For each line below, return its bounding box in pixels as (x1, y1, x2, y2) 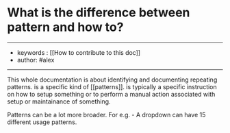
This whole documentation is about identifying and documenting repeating (7, 75, 218, 84)
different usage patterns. (7, 118, 77, 126)
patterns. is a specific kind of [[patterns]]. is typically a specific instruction (7, 82, 217, 90)
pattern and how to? (7, 19, 124, 35)
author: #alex (16, 56, 55, 64)
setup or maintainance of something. (7, 97, 111, 106)
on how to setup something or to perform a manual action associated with (7, 90, 216, 98)
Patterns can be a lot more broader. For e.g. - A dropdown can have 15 (7, 110, 206, 119)
